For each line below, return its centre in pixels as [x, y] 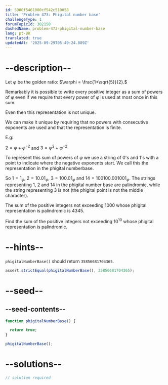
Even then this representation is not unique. [51, 112]
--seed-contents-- [35, 309]
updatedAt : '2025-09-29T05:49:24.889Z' [47, 43]
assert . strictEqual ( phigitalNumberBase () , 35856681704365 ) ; [70, 270]
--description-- [38, 68]
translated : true [24, 38]
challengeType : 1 [24, 19]
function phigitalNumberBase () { [40, 321]
